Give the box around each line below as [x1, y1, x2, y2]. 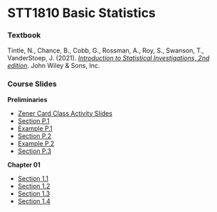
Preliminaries [7, 95, 48, 104]
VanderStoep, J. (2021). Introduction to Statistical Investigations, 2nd [7, 54, 210, 62]
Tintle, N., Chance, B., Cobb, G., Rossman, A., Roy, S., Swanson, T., [7, 46, 204, 55]
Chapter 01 [7, 160, 41, 169]
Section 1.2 [17, 182, 51, 190]
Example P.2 [17, 139, 55, 147]
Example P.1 [17, 124, 53, 133]
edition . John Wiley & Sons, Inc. [7, 62, 100, 70]
